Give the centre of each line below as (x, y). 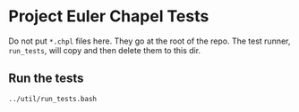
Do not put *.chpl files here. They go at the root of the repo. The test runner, (149, 41)
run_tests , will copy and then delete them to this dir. (105, 50)
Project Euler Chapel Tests (109, 16)
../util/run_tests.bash (53, 99)
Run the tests (46, 79)
